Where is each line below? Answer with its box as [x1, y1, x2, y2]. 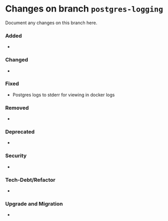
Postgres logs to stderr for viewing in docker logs [12, 92, 115, 98]
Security [5, 152, 27, 159]
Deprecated [5, 128, 35, 135]
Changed [5, 56, 29, 63]
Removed [5, 104, 29, 111]
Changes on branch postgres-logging [5, 3, 163, 15]
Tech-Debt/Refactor [5, 176, 56, 183]
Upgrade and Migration [5, 200, 63, 207]
